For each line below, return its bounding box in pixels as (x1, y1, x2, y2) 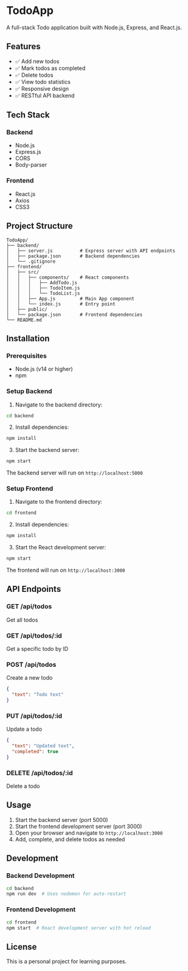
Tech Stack (6, 110, 50, 120)
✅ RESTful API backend (15, 92, 75, 99)
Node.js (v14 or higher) (15, 366, 73, 373)
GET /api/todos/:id (6, 631, 62, 639)
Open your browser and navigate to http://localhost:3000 (15, 829, 163, 837)
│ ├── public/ (6, 306, 47, 312)
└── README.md (6, 317, 43, 323)
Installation (6, 333, 50, 344)
